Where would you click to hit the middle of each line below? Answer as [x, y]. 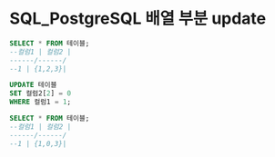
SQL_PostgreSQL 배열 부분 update [138, 19]
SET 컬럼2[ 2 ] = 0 [40, 93]
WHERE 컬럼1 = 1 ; [40, 102]
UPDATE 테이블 [33, 85]
